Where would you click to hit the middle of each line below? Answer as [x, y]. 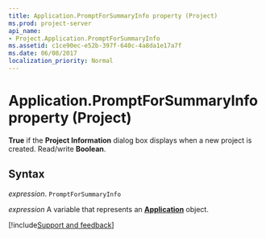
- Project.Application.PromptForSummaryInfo [84, 38]
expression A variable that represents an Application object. [109, 209]
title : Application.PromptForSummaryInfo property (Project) [113, 16]
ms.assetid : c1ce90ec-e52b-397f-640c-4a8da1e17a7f [95, 46]
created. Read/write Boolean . [57, 148]
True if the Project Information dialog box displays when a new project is [130, 140]
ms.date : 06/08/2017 [43, 53]
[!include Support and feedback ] [61, 225]
